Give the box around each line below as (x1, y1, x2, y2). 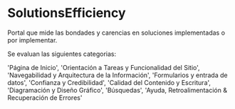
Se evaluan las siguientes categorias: (7, 50, 117, 58)
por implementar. (7, 35, 58, 44)
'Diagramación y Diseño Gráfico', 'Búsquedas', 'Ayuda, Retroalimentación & (7, 86, 228, 94)
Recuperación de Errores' (7, 93, 83, 102)
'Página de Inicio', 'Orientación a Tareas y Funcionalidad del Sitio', (7, 63, 201, 71)
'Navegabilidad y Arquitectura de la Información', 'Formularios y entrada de (7, 71, 228, 79)
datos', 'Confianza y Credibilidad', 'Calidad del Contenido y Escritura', (7, 78, 211, 86)
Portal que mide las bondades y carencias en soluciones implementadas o (7, 28, 226, 37)
